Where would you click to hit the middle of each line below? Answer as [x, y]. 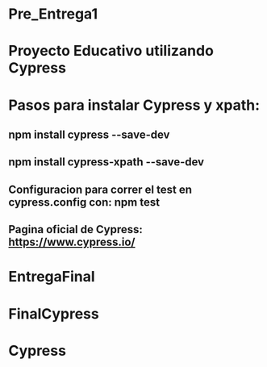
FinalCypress [54, 313]
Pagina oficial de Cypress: [76, 229]
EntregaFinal [52, 277]
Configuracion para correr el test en [100, 189]
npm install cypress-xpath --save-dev [106, 162]
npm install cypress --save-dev [89, 134]
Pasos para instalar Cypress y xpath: [134, 105]
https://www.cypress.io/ [72, 242]
